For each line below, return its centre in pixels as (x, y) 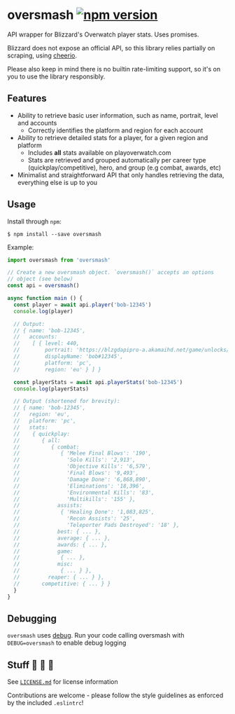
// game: (43, 551)
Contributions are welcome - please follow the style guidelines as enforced (115, 695)
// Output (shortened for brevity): (67, 401)
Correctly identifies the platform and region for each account (115, 130)
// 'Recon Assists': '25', (75, 519)
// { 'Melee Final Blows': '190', (83, 453)
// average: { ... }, (62, 538)
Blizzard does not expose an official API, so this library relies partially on (111, 48)
